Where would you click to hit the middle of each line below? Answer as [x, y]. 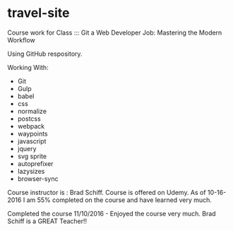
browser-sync [38, 179]
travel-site [38, 13]
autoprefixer [35, 163]
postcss [29, 119]
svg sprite [32, 156]
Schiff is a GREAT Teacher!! [47, 221]
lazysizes [31, 171]
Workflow [21, 40]
